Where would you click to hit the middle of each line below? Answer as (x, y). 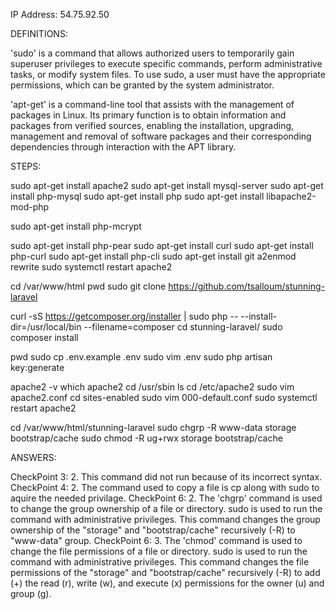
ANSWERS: (33, 457)
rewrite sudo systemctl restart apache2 (91, 267)
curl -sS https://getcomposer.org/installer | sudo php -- (124, 316)
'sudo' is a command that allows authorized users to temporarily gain (152, 53)
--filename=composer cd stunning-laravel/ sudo (183, 327)
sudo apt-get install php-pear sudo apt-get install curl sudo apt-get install (162, 245)
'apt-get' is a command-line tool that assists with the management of (152, 104)
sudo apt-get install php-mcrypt (76, 226)
